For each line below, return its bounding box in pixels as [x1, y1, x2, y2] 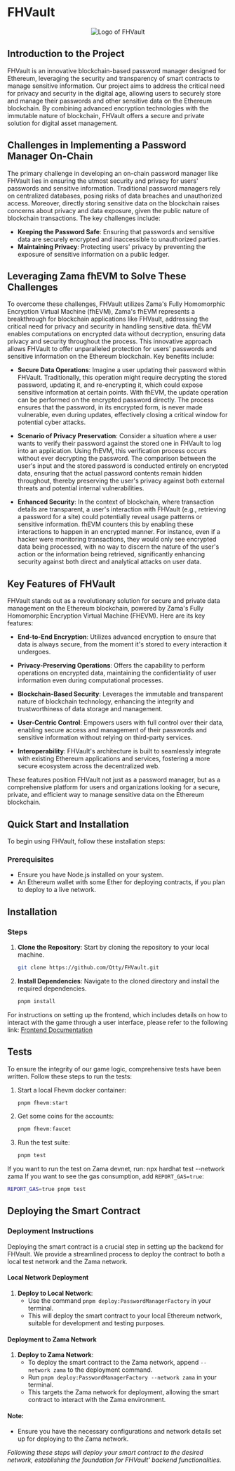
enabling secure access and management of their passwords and [17, 726, 207, 734]
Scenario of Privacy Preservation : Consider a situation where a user [17, 432, 217, 440]
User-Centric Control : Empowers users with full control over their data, [17, 718, 224, 727]
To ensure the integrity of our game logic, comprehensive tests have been [7, 1064, 221, 1073]
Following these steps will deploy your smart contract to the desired [7, 1448, 203, 1457]
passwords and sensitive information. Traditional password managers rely [7, 184, 221, 192]
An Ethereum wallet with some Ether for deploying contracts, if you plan [17, 878, 226, 886]
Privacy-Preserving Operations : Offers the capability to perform [17, 661, 206, 670]
